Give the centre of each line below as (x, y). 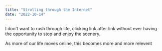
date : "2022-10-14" (25, 14)
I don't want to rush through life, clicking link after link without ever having (81, 28)
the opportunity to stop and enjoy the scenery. (53, 34)
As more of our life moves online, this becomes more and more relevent (79, 43)
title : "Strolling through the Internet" (49, 10)
